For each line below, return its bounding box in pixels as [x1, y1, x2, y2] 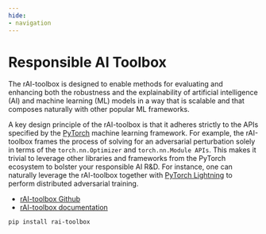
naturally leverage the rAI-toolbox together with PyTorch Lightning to [8, 171, 233, 180]
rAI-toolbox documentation [19, 203, 109, 213]
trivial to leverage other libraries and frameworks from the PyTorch [8, 154, 226, 163]
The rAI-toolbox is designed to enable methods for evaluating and [8, 79, 224, 89]
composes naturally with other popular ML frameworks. [8, 105, 191, 114]
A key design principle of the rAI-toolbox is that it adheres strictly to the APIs [8, 120, 259, 129]
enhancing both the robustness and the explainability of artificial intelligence [8, 88, 258, 98]
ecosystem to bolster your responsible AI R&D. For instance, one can [8, 162, 233, 171]
